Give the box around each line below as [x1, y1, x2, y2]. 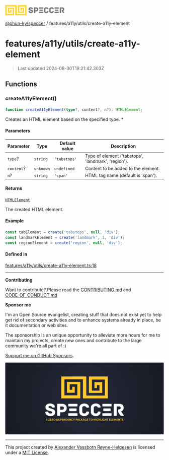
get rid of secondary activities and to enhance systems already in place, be [5, 317, 161, 323]
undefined [54, 166, 75, 171]
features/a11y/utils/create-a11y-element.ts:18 [5, 262, 97, 269]
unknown [34, 166, 50, 171]
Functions [5, 80, 38, 89]
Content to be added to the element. [85, 165, 160, 171]
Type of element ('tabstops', [85, 153, 144, 159]
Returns [5, 185, 23, 191]
